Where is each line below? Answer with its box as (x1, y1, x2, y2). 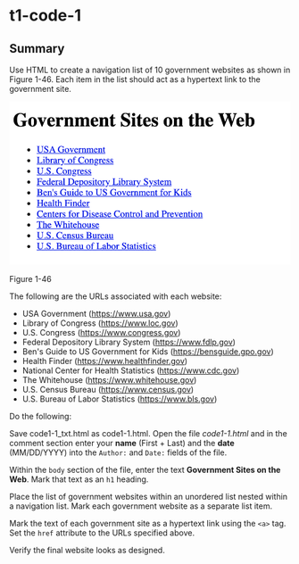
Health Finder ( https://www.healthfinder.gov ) (21, 355, 188, 366)
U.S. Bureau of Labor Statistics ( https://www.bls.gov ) (21, 394, 218, 404)
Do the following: (9, 411, 72, 421)
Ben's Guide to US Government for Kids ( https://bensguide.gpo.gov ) (21, 345, 274, 357)
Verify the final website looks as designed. (9, 544, 165, 555)
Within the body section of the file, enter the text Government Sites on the (9, 464, 281, 475)
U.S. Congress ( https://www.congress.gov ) (21, 327, 181, 337)
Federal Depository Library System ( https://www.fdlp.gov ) (21, 336, 237, 347)
